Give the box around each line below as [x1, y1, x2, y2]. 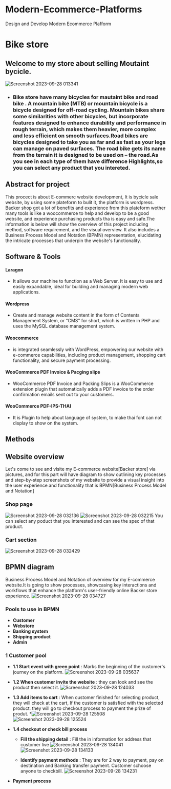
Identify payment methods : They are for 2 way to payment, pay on [20, 757, 164, 763]
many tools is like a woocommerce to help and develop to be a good [5, 210, 149, 216]
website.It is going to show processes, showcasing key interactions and [5, 582, 157, 588]
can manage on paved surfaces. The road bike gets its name [12, 145, 166, 152]
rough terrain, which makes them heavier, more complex [12, 125, 156, 133]
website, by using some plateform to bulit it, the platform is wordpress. [5, 199, 154, 205]
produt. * [12, 711, 32, 717]
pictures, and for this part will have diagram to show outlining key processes [5, 471, 166, 478]
